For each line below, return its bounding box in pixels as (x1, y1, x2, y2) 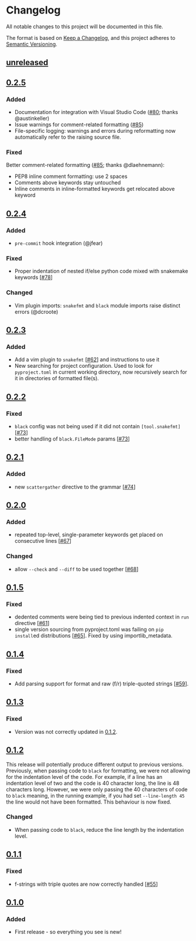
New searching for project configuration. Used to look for (14, 362, 153, 369)
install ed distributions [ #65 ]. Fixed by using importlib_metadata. (14, 632, 173, 639)
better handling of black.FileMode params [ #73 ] (14, 435, 130, 442)
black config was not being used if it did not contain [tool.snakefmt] (14, 422, 181, 429)
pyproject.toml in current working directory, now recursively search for (14, 368, 187, 376)
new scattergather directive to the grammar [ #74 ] (14, 483, 136, 490)
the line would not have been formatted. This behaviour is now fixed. (6, 798, 171, 805)
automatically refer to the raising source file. (14, 133, 122, 141)
